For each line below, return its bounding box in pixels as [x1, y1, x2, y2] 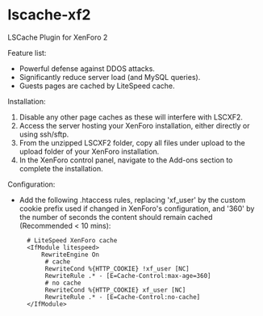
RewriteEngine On [40, 251, 100, 259]
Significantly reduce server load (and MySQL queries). [19, 72, 201, 82]
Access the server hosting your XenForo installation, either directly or [19, 120, 250, 130]
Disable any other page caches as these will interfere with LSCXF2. [19, 112, 244, 122]
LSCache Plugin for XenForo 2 [7, 32, 108, 42]
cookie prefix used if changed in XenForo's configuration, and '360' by [19, 204, 255, 213]
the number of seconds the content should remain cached [19, 212, 213, 221]
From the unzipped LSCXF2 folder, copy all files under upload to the [19, 137, 245, 147]
